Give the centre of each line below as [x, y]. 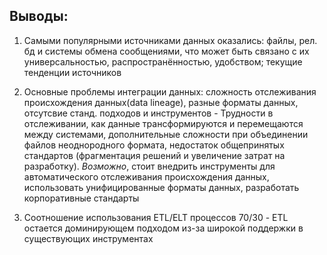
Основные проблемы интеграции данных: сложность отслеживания [170, 91]
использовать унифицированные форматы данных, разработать [161, 187]
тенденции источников [72, 72]
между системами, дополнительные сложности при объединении [166, 134]
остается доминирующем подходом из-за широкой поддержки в [163, 228]
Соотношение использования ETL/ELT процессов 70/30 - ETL [156, 217]
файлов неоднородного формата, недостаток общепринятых [154, 145]
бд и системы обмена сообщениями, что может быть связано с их [166, 51]
